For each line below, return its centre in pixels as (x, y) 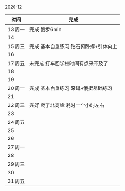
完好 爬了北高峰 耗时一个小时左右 (67, 105)
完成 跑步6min (46, 29)
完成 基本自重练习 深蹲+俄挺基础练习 (71, 88)
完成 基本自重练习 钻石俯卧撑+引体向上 (74, 46)
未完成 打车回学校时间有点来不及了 (69, 63)
